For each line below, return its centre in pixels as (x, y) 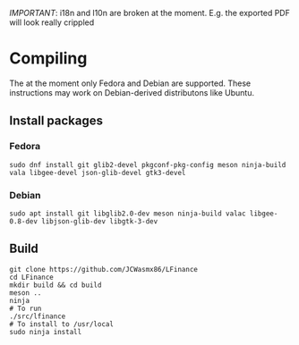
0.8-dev (24, 221)
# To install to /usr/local (62, 324)
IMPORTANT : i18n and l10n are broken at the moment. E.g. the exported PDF (150, 13)
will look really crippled (52, 22)
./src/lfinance (38, 316)
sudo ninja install (46, 332)
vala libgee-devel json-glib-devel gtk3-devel (98, 172)
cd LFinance (31, 277)
